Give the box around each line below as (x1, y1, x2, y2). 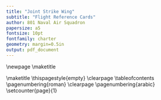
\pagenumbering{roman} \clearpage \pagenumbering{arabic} (6, 81, 155, 88)
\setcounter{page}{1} (6, 86, 58, 94)
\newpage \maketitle (6, 63, 56, 70)
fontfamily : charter (6, 36, 57, 42)
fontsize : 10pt (6, 31, 43, 36)
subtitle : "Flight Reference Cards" (6, 14, 96, 20)
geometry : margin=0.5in (6, 42, 65, 48)
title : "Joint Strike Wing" (6, 8, 75, 15)
